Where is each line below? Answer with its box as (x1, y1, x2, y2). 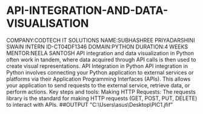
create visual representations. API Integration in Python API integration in (6, 62, 188, 70)
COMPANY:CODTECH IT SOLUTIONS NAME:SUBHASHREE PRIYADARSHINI (6, 36, 195, 44)
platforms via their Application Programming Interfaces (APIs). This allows (6, 75, 191, 82)
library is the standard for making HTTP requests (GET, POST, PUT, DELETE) (6, 95, 198, 102)
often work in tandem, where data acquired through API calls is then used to (6, 56, 196, 63)
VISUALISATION (6, 16, 89, 30)
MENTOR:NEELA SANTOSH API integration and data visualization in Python (6, 49, 194, 56)
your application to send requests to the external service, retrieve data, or (6, 81, 190, 89)
